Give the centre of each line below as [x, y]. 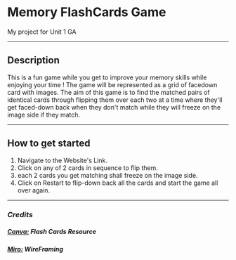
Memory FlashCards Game [87, 12]
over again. [34, 190]
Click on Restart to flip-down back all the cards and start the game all [118, 183]
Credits [20, 215]
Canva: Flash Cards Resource [52, 232]
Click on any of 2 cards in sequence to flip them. [87, 168]
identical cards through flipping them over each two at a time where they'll [115, 100]
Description [33, 60]
